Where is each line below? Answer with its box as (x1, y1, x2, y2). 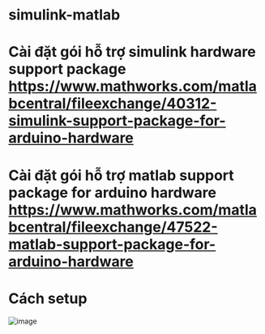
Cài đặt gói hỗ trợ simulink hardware (8, 43, 257, 62)
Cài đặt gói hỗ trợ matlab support (8, 166, 235, 184)
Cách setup (8, 289, 88, 307)
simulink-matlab (8, 6, 121, 24)
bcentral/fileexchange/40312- (8, 95, 217, 113)
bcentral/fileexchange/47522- (8, 217, 218, 236)
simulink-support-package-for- (8, 112, 226, 131)
